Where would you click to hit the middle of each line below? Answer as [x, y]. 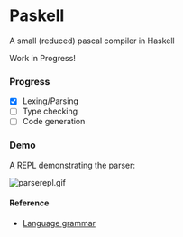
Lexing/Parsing [50, 101]
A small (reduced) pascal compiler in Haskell [92, 41]
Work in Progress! [43, 58]
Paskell [37, 16]
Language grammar [59, 223]
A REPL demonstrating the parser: [73, 165]
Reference [29, 203]
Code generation [54, 122]
